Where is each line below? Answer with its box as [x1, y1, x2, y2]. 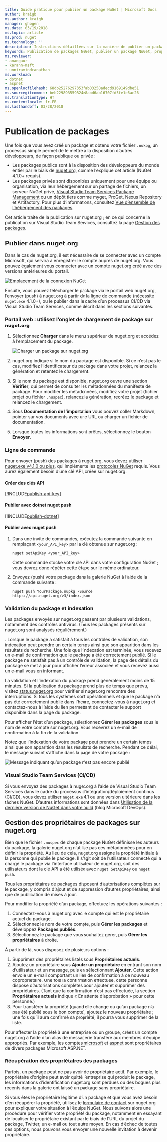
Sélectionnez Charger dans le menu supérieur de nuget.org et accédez [12, 333, 159, 339]
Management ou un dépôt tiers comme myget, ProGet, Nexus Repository [12, 194, 162, 200]
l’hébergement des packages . [12, 204, 74, 210]
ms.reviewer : [5, 53, 32, 59]
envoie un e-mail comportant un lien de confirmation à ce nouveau [12, 972, 149, 978]
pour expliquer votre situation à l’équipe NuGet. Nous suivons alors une [5, 1105, 151, 1111]
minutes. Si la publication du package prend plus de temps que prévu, [5, 683, 149, 689]
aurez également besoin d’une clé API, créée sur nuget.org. [5, 468, 127, 475]
